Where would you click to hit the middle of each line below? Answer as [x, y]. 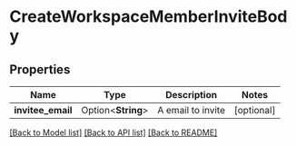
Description [192, 95]
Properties [40, 69]
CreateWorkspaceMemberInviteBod [148, 17]
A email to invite [191, 110]
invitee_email [43, 110]
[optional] [255, 110]
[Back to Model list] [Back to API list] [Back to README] [113, 132]
